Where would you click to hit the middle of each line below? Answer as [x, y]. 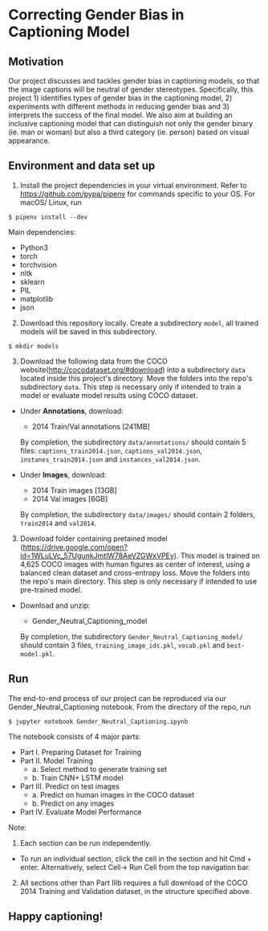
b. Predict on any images [73, 803]
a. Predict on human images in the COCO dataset [113, 794]
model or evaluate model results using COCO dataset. [109, 395]
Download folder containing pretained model [93, 538]
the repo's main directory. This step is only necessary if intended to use [138, 581]
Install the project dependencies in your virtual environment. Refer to [133, 185]
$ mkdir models [34, 346]
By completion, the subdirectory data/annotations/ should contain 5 [133, 442]
